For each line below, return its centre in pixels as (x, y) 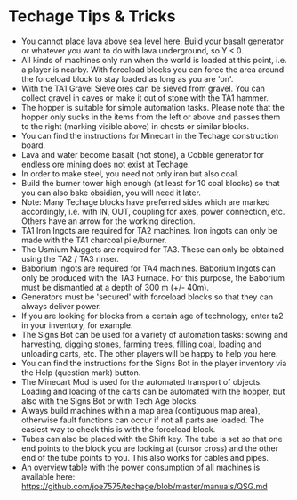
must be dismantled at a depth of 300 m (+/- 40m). (115, 287)
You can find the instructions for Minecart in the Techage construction (150, 135)
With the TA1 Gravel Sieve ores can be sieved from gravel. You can (143, 88)
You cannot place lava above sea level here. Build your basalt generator (153, 41)
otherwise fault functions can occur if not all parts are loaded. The (142, 420)
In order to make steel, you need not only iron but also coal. (130, 173)
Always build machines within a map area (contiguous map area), (140, 410)
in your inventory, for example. (77, 325)
